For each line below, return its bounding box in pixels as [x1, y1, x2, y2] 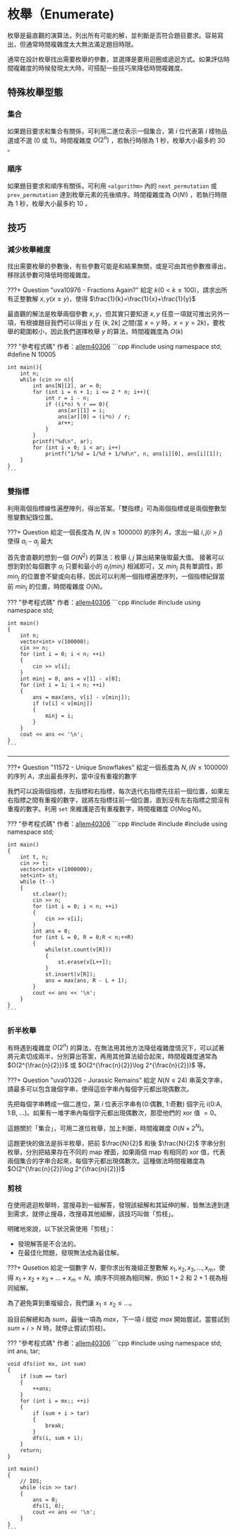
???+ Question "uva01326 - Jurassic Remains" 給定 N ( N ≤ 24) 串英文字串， [7, 1076, 227, 1084]
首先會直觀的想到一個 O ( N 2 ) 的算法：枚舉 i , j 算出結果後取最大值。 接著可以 [7, 552, 224, 562]
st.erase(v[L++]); [57, 959, 112, 966]
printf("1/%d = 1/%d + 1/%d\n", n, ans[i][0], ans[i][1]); [44, 450, 222, 457]
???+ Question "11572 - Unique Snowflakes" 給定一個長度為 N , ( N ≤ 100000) [7, 763, 229, 772]
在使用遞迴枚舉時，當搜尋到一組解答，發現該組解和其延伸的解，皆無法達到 [7, 1201, 224, 1209]
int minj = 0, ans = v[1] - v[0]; [20, 676, 121, 683]
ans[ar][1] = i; [57, 407, 106, 414]
